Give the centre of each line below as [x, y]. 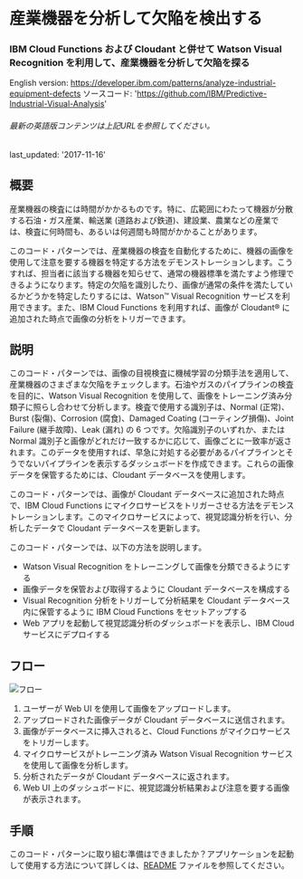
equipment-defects [45, 94]
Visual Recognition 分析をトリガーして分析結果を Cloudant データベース [156, 601]
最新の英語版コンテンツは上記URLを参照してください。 [112, 126]
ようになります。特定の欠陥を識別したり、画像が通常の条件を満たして [155, 284]
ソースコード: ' [110, 94]
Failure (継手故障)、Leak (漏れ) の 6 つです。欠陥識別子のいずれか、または [147, 430]
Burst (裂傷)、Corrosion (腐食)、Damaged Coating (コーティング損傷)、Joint [151, 418]
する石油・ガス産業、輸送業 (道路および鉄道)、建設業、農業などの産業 [140, 220]
